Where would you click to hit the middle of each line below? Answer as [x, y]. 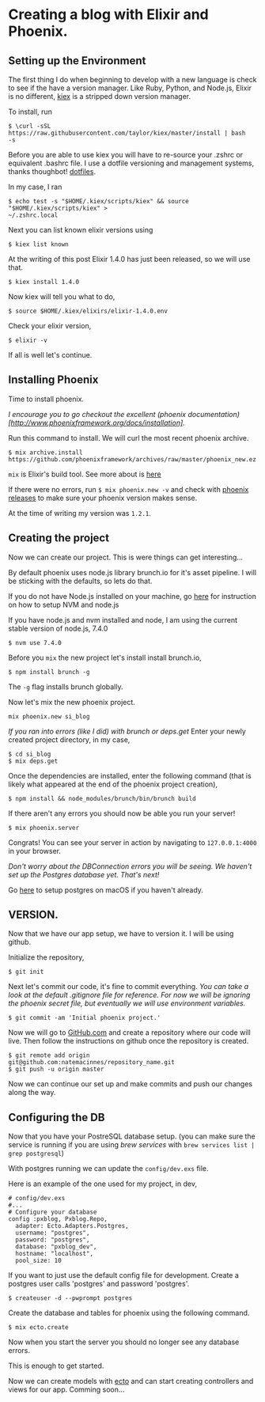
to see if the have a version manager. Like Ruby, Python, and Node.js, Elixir [130, 88]
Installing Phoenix [53, 380]
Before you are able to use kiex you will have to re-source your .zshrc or [126, 155]
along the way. [32, 1093]
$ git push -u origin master [56, 1070]
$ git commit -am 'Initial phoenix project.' [84, 1018]
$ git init [26, 972]
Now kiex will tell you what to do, [62, 297]
